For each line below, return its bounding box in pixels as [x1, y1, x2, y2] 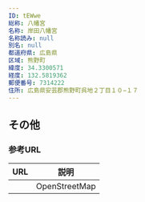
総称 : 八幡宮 [8, 19, 46, 27]
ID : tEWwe [8, 11, 42, 20]
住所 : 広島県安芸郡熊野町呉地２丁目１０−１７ [8, 86, 139, 95]
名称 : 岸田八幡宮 [8, 26, 58, 34]
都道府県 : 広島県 [8, 49, 58, 57]
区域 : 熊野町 [8, 57, 46, 65]
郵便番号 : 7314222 [8, 79, 66, 87]
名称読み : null [8, 34, 54, 42]
